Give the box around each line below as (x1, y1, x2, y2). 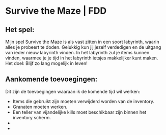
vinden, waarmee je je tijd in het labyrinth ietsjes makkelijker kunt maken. (5, 55, 158, 61)
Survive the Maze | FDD (5, 5, 107, 17)
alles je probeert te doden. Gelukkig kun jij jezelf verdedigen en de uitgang (5, 44, 161, 50)
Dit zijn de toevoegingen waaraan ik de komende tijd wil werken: (5, 88, 141, 94)
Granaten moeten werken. (12, 104, 68, 110)
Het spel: (5, 25, 35, 34)
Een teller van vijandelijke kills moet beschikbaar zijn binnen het (12, 109, 147, 115)
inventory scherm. (12, 114, 51, 120)
